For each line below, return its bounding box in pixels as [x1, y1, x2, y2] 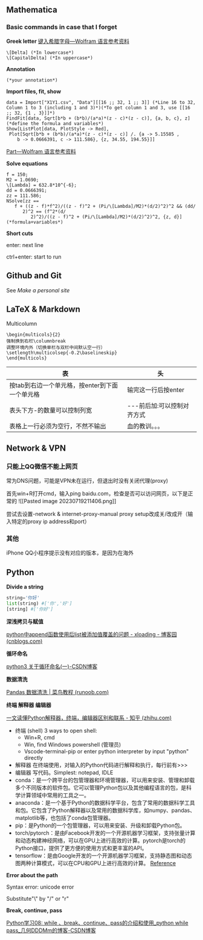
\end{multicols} [6, 355, 47, 361]
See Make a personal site [6, 286, 70, 294]
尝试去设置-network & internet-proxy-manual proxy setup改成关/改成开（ [6, 510, 188, 517]
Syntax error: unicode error [6, 883, 74, 890]
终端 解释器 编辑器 [6, 701, 51, 709]
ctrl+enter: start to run [6, 253, 62, 260]
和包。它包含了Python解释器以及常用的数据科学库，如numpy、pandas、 [14, 806, 195, 814]
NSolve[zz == [6, 198, 39, 204]
